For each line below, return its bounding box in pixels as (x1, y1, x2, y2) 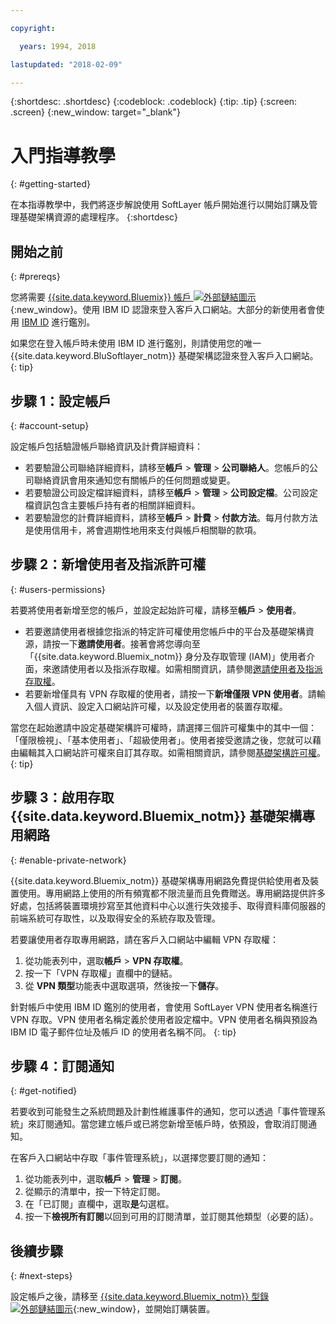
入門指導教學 (10, 144, 117, 167)
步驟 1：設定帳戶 (10, 392, 112, 410)
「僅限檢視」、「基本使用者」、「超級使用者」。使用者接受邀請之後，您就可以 (10, 734, 313, 746)
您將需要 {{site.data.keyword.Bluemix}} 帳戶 (10, 291, 192, 303)
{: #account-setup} (10, 419, 90, 431)
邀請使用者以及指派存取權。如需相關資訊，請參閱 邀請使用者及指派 (51, 662, 323, 675)
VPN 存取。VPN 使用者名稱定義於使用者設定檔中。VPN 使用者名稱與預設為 (10, 1013, 318, 1025)
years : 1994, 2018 (19, 41, 97, 51)
